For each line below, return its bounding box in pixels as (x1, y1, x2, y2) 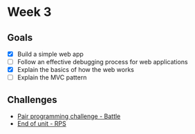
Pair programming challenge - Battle (17, 112, 121, 121)
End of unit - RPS (17, 119, 67, 128)
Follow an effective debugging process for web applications (17, 58, 188, 66)
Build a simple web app (17, 50, 84, 58)
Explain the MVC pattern (17, 73, 87, 82)
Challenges (7, 94, 57, 106)
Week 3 (7, 4, 52, 20)
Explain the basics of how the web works (17, 66, 135, 74)
